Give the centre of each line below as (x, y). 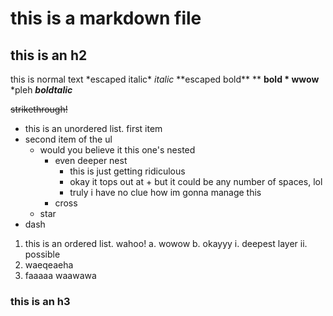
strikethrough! (39, 109)
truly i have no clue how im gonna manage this (165, 192)
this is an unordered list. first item (93, 128)
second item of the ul (68, 139)
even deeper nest (91, 160)
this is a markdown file (106, 18)
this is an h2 (49, 55)
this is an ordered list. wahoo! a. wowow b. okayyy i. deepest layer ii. (166, 243)
